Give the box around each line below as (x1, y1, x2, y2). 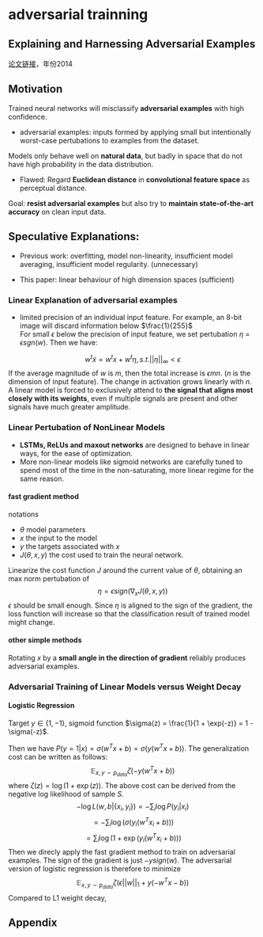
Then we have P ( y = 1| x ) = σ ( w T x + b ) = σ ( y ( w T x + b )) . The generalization (8, 742, 250, 753)
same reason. (19, 474, 65, 483)
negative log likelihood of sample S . (8, 790, 124, 799)
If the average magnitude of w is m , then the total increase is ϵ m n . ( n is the (8, 368, 251, 378)
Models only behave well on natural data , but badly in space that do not (8, 150, 242, 160)
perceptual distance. (19, 183, 87, 192)
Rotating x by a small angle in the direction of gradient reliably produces (8, 653, 246, 662)
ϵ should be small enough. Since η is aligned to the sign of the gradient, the (8, 600, 253, 610)
